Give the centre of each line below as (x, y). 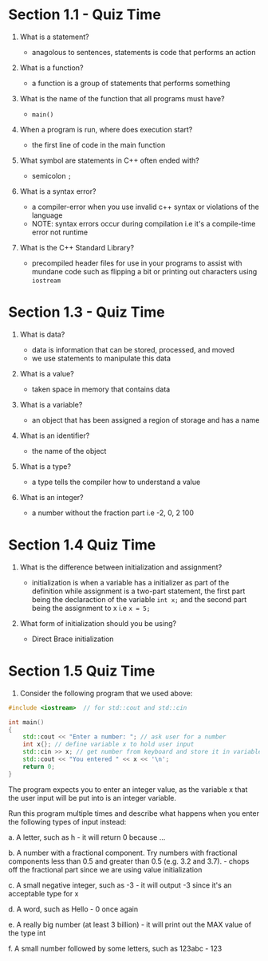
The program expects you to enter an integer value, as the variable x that (128, 789)
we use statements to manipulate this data (101, 358)
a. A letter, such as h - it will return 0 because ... (87, 837)
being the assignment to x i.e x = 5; (91, 608)
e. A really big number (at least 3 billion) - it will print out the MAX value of (130, 924)
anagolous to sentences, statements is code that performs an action (144, 52)
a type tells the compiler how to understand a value (116, 482)
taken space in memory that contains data (101, 389)
